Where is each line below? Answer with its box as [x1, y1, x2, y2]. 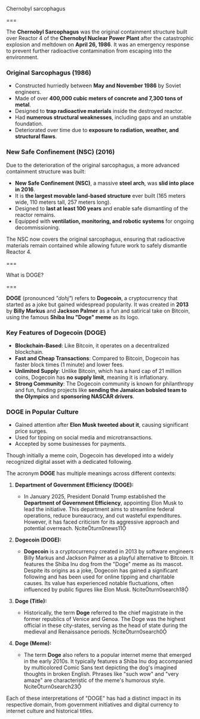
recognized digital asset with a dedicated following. [6, 458, 133, 466]
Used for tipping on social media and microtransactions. [14, 434, 153, 441]
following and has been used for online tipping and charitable [23, 573, 175, 580]
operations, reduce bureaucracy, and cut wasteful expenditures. [23, 512, 182, 519]
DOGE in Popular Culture [6, 408, 79, 416]
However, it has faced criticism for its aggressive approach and [23, 518, 179, 525]
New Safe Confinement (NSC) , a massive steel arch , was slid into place [14, 179, 195, 186]
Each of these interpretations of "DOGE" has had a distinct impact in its [6, 694, 181, 702]
